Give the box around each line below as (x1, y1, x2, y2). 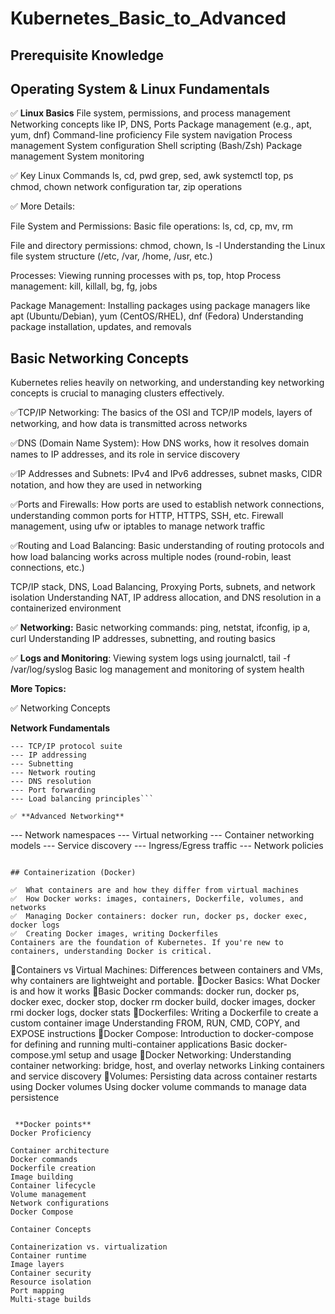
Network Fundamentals (10, 722, 110, 734)
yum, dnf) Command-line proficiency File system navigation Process (10, 129, 293, 141)
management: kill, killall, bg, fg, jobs (10, 280, 158, 292)
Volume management (10, 1190, 87, 1200)
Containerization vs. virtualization (10, 1242, 168, 1252)
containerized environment (10, 602, 122, 614)
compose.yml (10, 1049, 67, 1061)
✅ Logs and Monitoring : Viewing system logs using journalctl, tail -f (10, 652, 291, 664)
